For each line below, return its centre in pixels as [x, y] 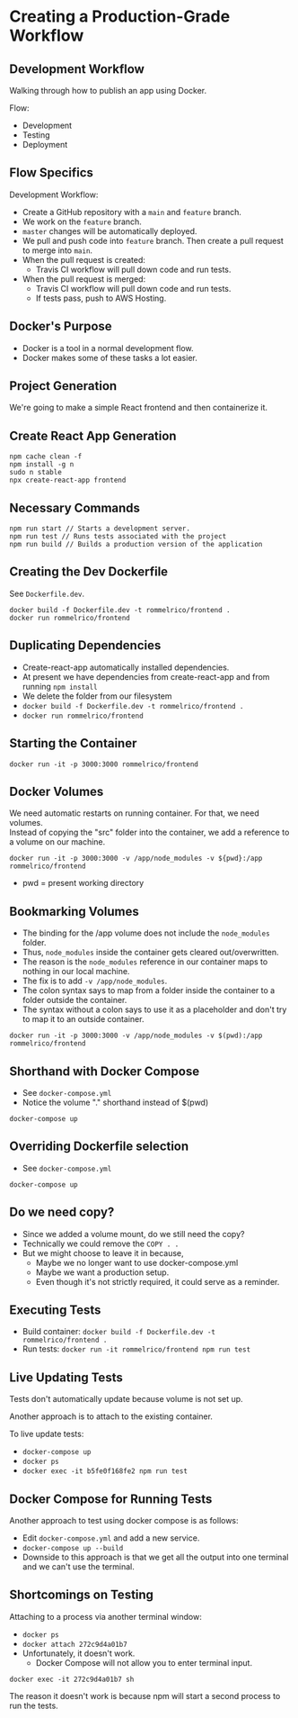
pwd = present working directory [83, 883]
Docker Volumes [57, 791]
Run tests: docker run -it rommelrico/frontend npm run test [136, 1349]
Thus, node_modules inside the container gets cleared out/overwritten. [150, 953]
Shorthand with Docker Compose [105, 1071]
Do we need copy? [62, 1212]
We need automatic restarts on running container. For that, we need [134, 813]
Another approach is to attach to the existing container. [111, 1416]
